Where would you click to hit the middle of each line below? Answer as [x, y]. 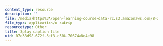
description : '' [21, 14]
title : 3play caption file [32, 32]
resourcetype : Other [26, 27]
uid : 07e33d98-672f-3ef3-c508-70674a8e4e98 [50, 36]
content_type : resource [29, 9]
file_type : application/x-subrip [39, 23]
